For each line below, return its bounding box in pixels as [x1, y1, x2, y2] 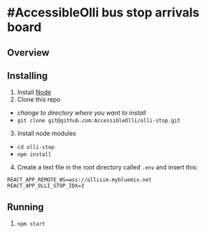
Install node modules [16, 129, 77, 138]
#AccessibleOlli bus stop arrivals [7, 5, 200, 21]
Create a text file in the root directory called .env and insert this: [16, 163, 198, 172]
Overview [7, 47, 50, 58]
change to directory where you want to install [16, 108, 146, 117]
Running [7, 201, 45, 213]
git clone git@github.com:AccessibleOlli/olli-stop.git [16, 117, 181, 124]
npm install [16, 151, 51, 159]
